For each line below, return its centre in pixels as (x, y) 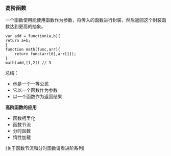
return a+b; (18, 41)
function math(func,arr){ (33, 49)
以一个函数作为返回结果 (37, 97)
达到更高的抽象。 (28, 27)
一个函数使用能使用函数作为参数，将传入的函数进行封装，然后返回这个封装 (83, 20)
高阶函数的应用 (21, 108)
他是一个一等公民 (31, 84)
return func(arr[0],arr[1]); (45, 54)
